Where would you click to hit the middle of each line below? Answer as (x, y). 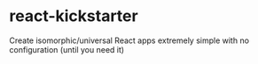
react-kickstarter (74, 16)
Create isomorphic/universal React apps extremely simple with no (129, 40)
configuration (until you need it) (67, 49)
